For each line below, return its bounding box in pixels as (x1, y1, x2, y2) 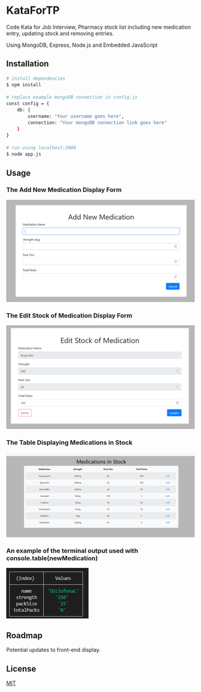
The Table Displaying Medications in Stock (6, 438, 133, 446)
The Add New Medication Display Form (6, 186, 122, 194)
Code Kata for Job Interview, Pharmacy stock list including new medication (6, 23, 191, 31)
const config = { (6, 101, 50, 107)
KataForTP (6, 4, 60, 17)
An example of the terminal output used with (6, 546, 139, 555)
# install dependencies (6, 75, 66, 81)
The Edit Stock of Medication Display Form (6, 311, 133, 319)
